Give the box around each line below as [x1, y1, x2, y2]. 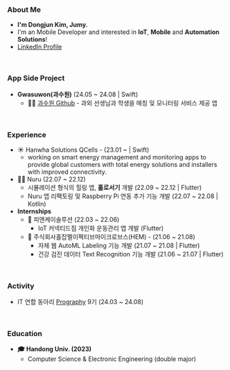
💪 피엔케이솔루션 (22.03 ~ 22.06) [27, 215, 120, 223]
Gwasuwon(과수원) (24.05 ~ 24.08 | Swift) [17, 90, 139, 98]
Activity [7, 281, 35, 290]
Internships [17, 206, 52, 215]
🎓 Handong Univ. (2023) [17, 345, 92, 353]
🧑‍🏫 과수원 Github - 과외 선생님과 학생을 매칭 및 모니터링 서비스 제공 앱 [27, 98, 218, 107]
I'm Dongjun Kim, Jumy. [17, 21, 88, 29]
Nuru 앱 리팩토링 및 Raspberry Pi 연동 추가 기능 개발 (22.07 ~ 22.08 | [27, 192, 218, 200]
